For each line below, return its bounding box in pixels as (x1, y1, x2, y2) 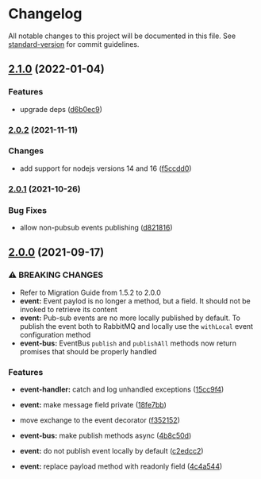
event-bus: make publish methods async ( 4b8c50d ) (19, 431, 192, 441)
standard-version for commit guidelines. (8, 39, 140, 48)
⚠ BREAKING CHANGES (8, 269, 104, 280)
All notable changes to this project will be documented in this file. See (8, 31, 236, 41)
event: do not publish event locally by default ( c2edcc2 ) (19, 446, 204, 456)
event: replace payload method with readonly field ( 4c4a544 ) (19, 462, 223, 471)
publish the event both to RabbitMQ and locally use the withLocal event (19, 321, 254, 330)
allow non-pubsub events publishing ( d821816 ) (19, 223, 173, 233)
